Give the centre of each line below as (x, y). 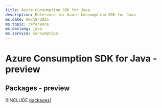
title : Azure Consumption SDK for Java (48, 10)
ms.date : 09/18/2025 (27, 19)
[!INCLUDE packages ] (28, 100)
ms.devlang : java (24, 29)
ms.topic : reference (27, 24)
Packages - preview (38, 88)
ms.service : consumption (32, 33)
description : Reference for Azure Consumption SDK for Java (71, 15)
